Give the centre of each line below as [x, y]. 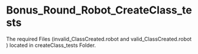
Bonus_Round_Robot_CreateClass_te [99, 10]
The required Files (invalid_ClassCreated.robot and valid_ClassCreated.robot [99, 39]
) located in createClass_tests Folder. [51, 45]
